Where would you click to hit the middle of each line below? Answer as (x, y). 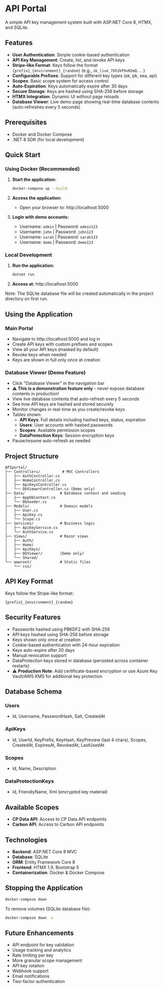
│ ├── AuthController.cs (33, 476)
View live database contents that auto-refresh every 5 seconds (76, 399)
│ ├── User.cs (22, 511)
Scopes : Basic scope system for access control (60, 81)
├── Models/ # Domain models (49, 506)
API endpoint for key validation (43, 945)
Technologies (26, 840)
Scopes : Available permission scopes (57, 430)
